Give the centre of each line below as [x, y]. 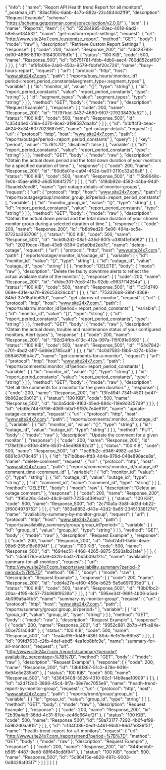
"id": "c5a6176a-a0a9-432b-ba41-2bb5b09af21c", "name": [65, 556]
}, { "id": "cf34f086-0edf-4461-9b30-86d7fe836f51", [99, 726]
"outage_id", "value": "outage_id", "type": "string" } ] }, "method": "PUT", [79, 430]
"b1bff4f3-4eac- [139, 123]
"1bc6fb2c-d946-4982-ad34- [110, 451]
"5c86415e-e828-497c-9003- [100, 757]
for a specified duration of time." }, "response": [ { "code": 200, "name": [79, 166]
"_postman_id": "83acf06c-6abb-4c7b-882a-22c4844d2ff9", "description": [83, 12]
